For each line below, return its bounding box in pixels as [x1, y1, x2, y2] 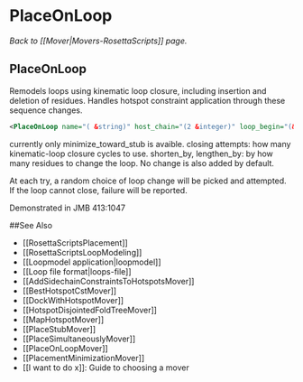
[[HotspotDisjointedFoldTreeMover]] [22, 304, 158, 315]
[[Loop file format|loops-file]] [22, 266, 133, 276]
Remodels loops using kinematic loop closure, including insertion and [9, 85, 267, 96]
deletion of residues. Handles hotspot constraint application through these [9, 95, 286, 106]
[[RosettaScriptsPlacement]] [22, 237, 128, 248]
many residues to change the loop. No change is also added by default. [9, 157, 275, 168]
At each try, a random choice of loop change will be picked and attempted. [9, 175, 287, 186]
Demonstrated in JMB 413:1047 [9, 202, 126, 213]
